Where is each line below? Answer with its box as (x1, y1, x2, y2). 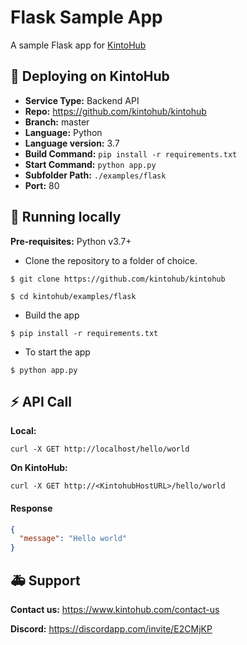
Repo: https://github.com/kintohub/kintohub (24, 105, 207, 117)
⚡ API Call (10, 393, 72, 410)
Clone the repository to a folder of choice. (24, 254, 198, 266)
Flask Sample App (10, 6, 163, 29)
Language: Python (24, 126, 103, 138)
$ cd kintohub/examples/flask (10, 291, 137, 301)
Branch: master (24, 116, 90, 128)
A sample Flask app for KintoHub (10, 39, 147, 51)
